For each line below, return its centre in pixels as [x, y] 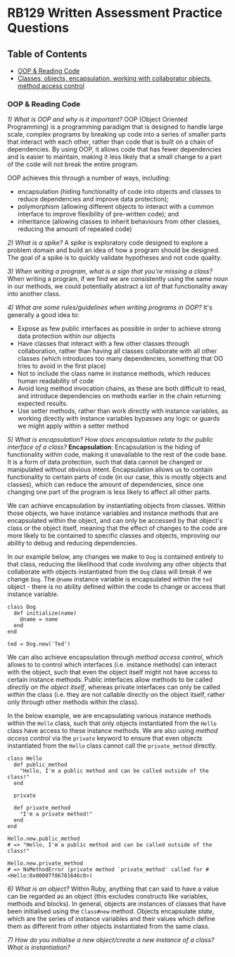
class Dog [22, 607]
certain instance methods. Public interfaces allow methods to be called [110, 680]
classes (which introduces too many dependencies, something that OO [120, 359]
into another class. [34, 294]
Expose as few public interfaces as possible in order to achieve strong [119, 328]
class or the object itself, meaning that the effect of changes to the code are [117, 528]
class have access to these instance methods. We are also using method [113, 731]
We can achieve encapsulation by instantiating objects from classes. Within [116, 506]
